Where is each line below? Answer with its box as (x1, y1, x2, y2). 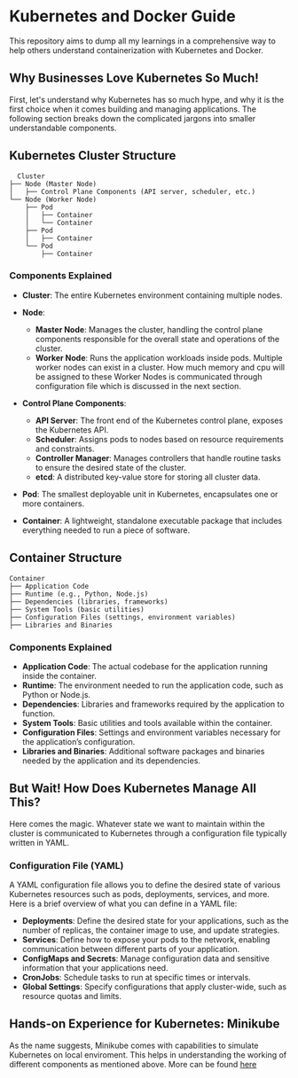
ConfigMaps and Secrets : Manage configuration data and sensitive (21, 953, 271, 964)
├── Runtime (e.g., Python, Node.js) (9, 590, 149, 598)
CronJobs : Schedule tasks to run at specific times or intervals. (21, 973, 251, 983)
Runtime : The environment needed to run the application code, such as (21, 680, 284, 691)
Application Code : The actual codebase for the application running (21, 660, 269, 671)
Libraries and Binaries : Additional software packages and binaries (21, 746, 265, 756)
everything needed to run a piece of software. (21, 525, 191, 535)
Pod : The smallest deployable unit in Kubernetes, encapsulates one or (21, 488, 278, 499)
